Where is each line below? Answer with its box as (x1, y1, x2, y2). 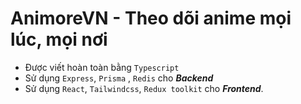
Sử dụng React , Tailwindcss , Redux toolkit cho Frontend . (24, 82, 264, 94)
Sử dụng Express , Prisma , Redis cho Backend (24, 72, 214, 84)
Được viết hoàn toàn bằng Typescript (24, 61, 180, 73)
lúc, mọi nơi (10, 28, 108, 51)
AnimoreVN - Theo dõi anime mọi (10, 7, 292, 30)
